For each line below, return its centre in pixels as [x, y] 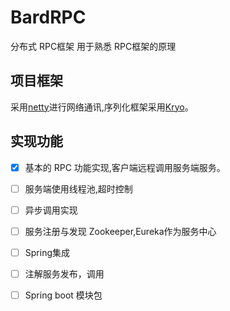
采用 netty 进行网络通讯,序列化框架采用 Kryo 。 [102, 107]
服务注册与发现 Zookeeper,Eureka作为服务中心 [120, 231]
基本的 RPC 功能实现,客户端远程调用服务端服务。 [125, 167]
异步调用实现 [51, 210]
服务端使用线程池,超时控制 [78, 188]
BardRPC [48, 17]
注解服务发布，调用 [64, 273]
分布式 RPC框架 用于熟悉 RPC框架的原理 [93, 46]
